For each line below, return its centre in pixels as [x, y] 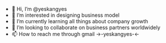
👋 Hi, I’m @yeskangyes [39, 9]
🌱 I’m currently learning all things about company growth [80, 21]
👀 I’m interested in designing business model [65, 15]
